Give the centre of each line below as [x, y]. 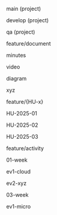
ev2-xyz [16, 183]
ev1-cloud [19, 171]
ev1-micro [19, 206]
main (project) [24, 9]
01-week [17, 160]
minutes [16, 55]
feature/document [28, 44]
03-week [17, 195]
